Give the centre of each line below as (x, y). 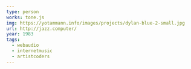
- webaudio (25, 46)
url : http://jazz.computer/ (42, 28)
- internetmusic (32, 51)
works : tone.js (25, 17)
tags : (13, 40)
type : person (23, 12)
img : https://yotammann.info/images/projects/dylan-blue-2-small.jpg (96, 23)
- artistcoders (31, 56)
